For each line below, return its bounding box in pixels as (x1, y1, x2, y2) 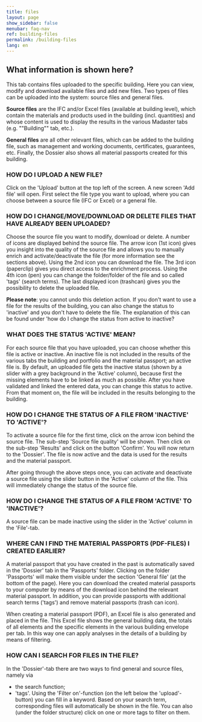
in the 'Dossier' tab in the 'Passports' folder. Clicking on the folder (6, 567, 170, 574)
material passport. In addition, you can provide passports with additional (6, 592, 186, 600)
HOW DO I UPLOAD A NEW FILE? (6, 170, 103, 178)
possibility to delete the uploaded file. (6, 284, 100, 292)
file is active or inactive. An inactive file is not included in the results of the (6, 350, 191, 357)
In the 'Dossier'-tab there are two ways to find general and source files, (6, 665, 184, 672)
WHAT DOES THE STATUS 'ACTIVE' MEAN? (6, 330, 136, 339)
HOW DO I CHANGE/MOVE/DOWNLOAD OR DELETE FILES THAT (6, 212, 197, 220)
